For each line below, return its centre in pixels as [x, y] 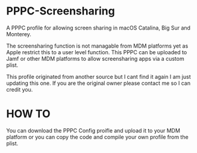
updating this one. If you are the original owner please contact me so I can [98, 83]
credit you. [20, 89]
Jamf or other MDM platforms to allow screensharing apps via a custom [95, 58]
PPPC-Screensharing [61, 11]
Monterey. [19, 34]
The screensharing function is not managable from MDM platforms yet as [97, 46]
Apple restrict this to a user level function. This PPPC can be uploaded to [97, 52]
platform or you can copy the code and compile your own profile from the [97, 137]
